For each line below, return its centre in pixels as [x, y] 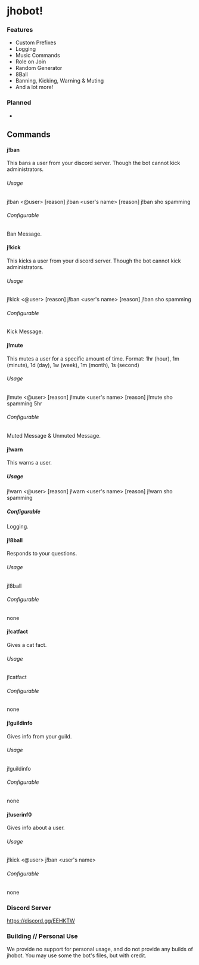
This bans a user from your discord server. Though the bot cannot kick [94, 163]
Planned [19, 103]
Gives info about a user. [36, 828]
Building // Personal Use [42, 936]
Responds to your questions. [42, 554]
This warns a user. [29, 463]
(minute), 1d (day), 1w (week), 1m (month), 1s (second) [73, 365]
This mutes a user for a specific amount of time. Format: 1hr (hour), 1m [93, 358]
